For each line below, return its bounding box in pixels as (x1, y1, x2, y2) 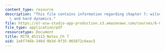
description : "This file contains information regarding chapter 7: (5, 12, 148, 17)
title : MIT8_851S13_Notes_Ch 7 (5, 34, 69, 39)
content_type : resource (5, 7, 54, 12)
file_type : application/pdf (5, 25, 63, 30)
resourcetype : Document (5, 30, 54, 34)
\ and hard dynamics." (9, 16, 56, 21)
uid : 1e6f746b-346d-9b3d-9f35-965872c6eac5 (5, 39, 96, 44)
